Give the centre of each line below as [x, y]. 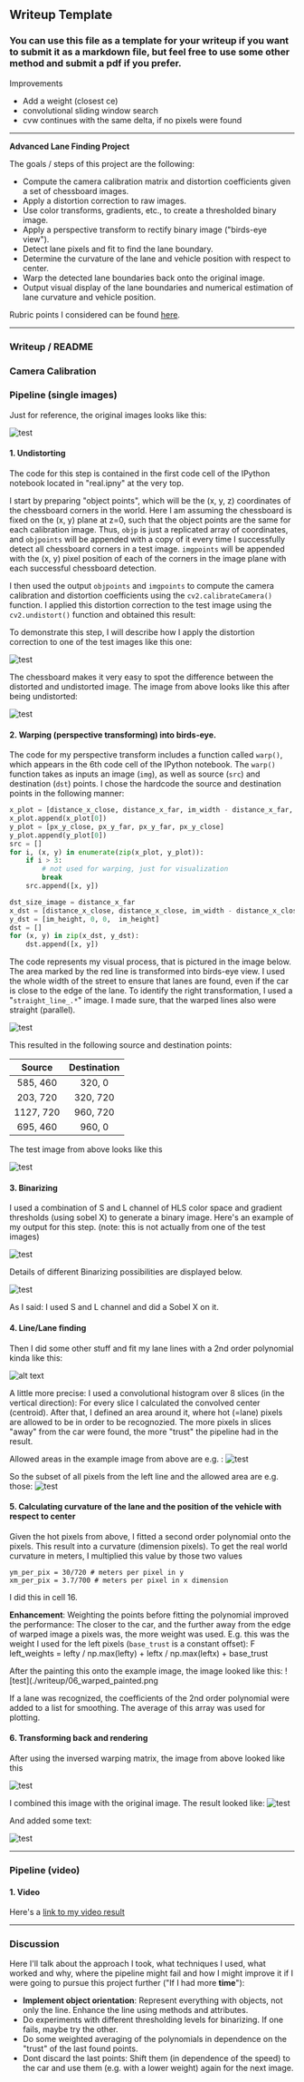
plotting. [25, 1717]
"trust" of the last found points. [80, 2048]
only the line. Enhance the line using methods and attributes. [135, 2010]
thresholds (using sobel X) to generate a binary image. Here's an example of [152, 1217]
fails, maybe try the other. [70, 2029]
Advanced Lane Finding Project [70, 146]
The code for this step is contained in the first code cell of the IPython [140, 474]
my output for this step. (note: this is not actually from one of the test [138, 1227]
